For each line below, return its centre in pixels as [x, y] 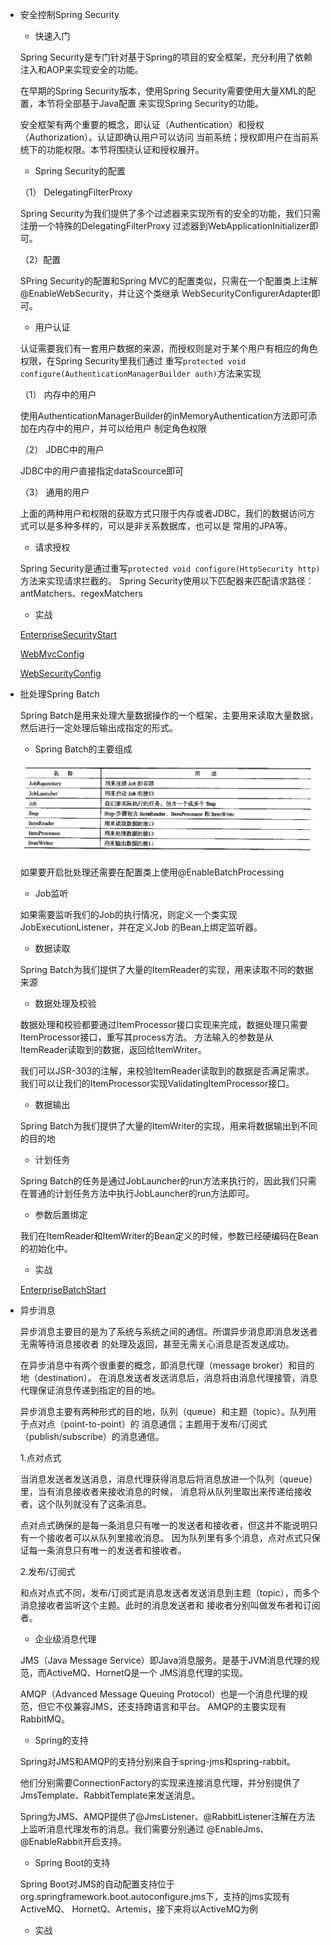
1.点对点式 [40, 1457]
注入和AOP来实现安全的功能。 [81, 69]
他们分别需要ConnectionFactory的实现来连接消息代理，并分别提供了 [160, 1782]
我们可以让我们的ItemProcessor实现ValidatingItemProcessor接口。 [157, 1083]
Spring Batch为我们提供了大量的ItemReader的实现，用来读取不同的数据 [166, 969]
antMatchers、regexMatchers [81, 593]
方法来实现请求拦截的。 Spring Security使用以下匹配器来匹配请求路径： [167, 581]
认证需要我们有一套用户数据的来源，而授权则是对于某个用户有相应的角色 [168, 348]
